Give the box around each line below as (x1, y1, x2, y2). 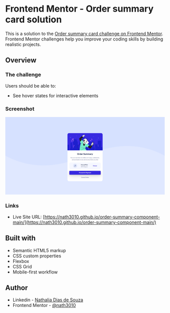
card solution (5, 14, 62, 25)
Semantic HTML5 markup (12, 247, 66, 253)
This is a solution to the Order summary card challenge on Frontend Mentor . (5, 30, 163, 36)
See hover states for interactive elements (12, 92, 99, 99)
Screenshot (5, 105, 34, 112)
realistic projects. (5, 41, 41, 47)
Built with (5, 234, 36, 243)
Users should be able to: (5, 83, 57, 89)
